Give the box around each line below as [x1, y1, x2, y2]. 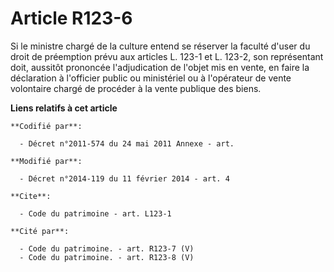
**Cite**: [10, 191, 52, 201]
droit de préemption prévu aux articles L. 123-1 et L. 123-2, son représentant [10, 50, 324, 62]
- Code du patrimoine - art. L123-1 [19, 208, 172, 219]
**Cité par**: [10, 226, 70, 236]
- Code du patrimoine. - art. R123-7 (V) [19, 243, 195, 254]
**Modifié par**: [10, 156, 83, 166]
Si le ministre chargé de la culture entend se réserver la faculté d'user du [10, 40, 311, 52]
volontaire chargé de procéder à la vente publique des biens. [10, 82, 262, 94]
